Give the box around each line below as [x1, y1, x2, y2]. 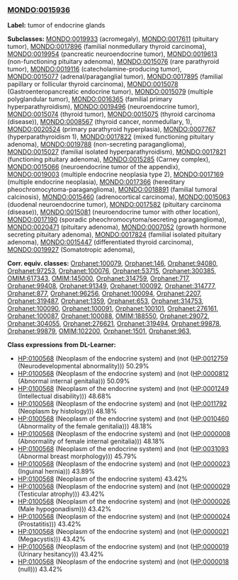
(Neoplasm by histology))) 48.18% [17, 407, 118, 416]
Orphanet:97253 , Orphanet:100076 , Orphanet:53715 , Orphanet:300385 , [7, 267, 217, 275]
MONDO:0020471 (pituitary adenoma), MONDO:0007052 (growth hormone [7, 223, 227, 232]
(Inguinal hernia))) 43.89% [17, 467, 96, 476]
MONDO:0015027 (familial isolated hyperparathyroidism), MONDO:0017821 [7, 147, 227, 157]
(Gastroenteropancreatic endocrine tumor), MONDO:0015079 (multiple [7, 87, 214, 96]
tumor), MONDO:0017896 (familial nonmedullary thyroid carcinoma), [7, 42, 207, 51]
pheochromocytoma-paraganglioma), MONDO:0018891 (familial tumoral [7, 186, 217, 194]
